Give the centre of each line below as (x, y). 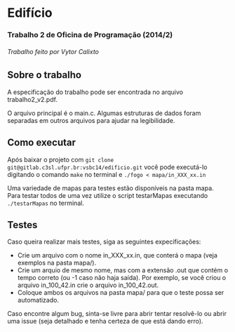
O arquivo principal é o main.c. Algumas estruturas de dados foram (104, 113)
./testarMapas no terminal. (46, 203)
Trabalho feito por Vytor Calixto (53, 51)
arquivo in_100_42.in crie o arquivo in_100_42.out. (88, 285)
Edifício (30, 13)
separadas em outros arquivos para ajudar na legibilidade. (91, 120)
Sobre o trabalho (45, 75)
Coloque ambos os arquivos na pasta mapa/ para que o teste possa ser (121, 293)
